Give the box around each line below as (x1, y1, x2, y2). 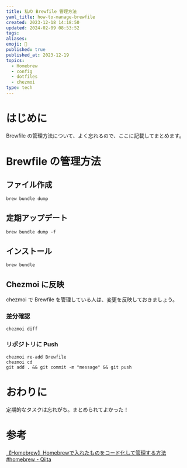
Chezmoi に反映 (6, 279, 64, 290)
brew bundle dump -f (6, 229, 57, 235)
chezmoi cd (6, 359, 33, 365)
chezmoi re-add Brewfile (6, 354, 67, 360)
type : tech (6, 85, 33, 91)
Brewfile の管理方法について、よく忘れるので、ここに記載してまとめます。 (6, 132, 185, 139)
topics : (6, 57, 25, 63)
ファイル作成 (6, 180, 53, 190)
